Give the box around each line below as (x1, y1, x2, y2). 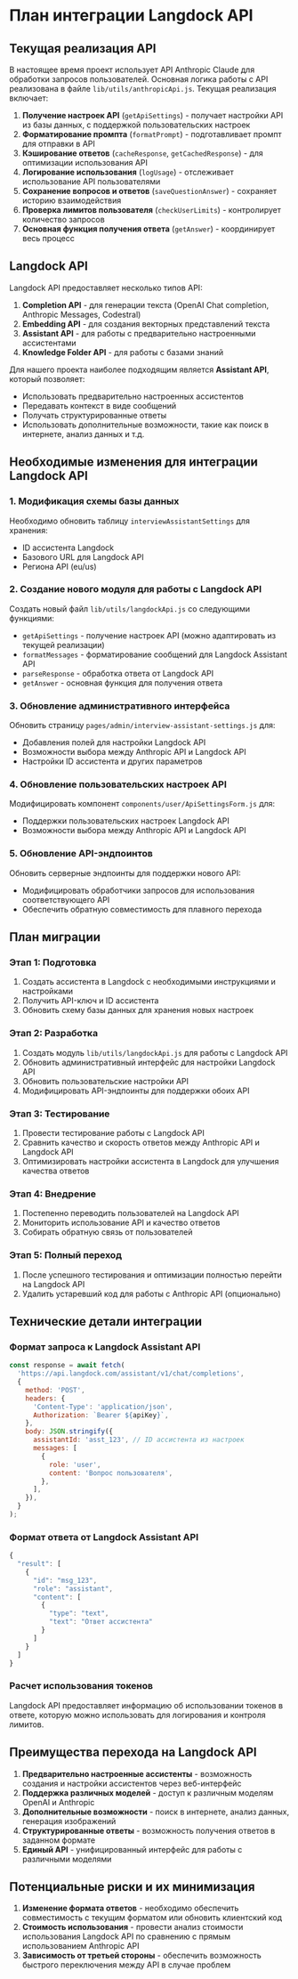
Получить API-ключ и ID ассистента (21, 995, 159, 1006)
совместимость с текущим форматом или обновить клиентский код (21, 1912, 283, 1923)
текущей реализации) (21, 639, 105, 650)
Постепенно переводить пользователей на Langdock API (21, 1208, 240, 1219)
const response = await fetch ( (9, 1361, 125, 1370)
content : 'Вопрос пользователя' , (48, 1468, 173, 1478)
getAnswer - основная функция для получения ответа (21, 677, 223, 688)
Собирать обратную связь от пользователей (21, 1227, 193, 1237)
